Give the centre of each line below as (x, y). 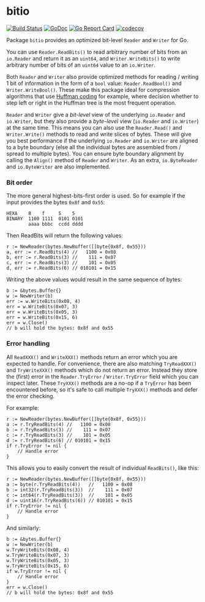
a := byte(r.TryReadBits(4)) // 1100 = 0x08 (69, 485)
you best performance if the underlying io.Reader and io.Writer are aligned (102, 140)
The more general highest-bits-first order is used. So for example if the (96, 196)
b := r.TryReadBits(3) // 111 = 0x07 (59, 429)
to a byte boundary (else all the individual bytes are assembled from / (94, 147)
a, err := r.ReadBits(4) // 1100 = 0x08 (61, 252)
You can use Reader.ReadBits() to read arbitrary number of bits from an (97, 52)
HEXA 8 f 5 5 (41, 214)
